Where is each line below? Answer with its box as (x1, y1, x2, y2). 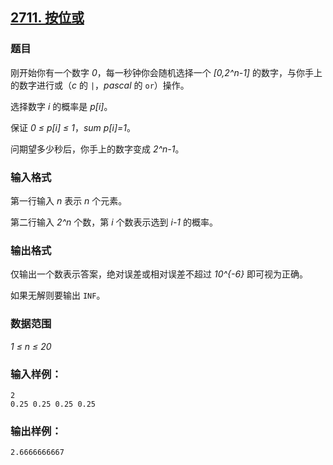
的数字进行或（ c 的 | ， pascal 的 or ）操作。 (10, 79, 190, 91)
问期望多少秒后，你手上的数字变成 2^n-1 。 (10, 143, 185, 155)
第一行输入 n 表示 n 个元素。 (10, 194, 128, 207)
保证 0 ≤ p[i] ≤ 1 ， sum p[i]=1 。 (10, 121, 136, 133)
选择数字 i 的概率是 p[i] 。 (10, 100, 113, 112)
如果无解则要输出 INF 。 (10, 289, 106, 302)
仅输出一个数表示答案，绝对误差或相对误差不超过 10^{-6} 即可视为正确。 (10, 268, 309, 280)
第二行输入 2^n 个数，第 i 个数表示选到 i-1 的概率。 (10, 216, 219, 228)
